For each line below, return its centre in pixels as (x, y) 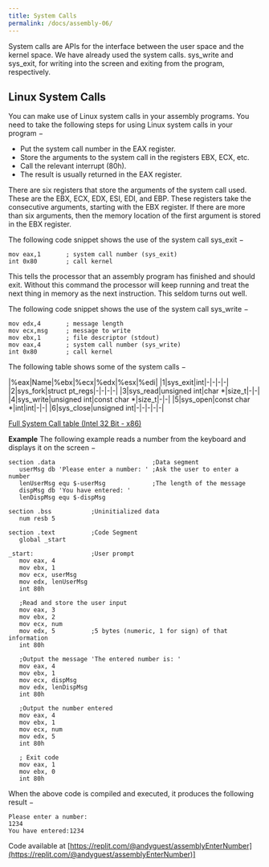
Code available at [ (39, 846)
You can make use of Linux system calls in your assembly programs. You (129, 117)
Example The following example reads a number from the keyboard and (127, 440)
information (28, 638)
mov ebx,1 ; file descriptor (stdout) (84, 338)
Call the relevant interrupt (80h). (73, 166)
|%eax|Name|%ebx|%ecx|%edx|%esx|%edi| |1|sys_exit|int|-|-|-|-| (118, 382)
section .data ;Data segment (104, 463)
